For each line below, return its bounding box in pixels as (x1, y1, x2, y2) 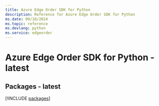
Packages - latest (5, 82, 61, 91)
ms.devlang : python (5, 26, 46, 31)
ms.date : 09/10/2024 (5, 16, 48, 21)
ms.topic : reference (5, 21, 48, 26)
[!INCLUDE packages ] (5, 96, 50, 101)
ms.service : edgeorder (5, 30, 52, 35)
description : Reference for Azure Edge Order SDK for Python (5, 12, 135, 17)
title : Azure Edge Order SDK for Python (5, 7, 91, 12)
